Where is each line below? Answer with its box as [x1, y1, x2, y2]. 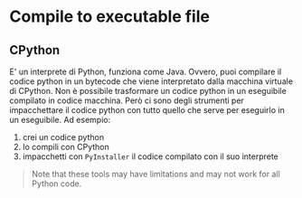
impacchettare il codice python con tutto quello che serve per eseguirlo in [9, 105, 285, 115]
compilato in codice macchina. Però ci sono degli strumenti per [9, 95, 244, 106]
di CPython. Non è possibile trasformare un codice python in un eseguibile [9, 86, 287, 96]
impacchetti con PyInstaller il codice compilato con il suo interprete [22, 151, 278, 162]
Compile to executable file [9, 6, 211, 27]
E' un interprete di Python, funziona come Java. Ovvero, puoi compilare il [9, 66, 282, 77]
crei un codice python [22, 132, 105, 142]
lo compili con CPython [22, 142, 110, 152]
